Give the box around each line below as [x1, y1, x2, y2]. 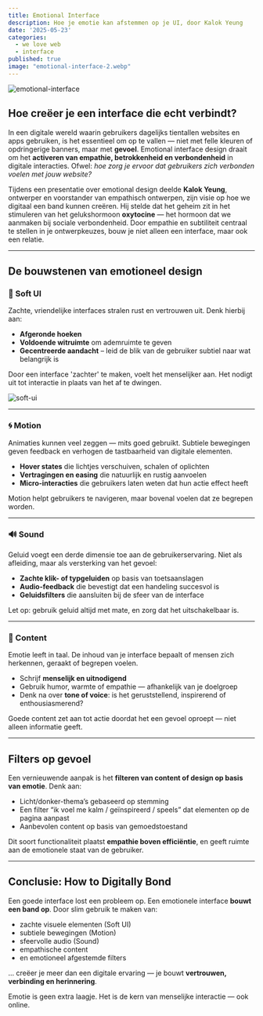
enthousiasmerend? [19, 699, 84, 708]
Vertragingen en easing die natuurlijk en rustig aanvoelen [19, 470, 207, 479]
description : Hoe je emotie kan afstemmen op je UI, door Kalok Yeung [8, 19, 243, 27]
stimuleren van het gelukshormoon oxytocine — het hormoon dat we [8, 209, 231, 219]
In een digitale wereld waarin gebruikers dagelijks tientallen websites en [8, 127, 240, 137]
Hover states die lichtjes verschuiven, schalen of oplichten [19, 461, 210, 471]
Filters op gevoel [8, 752, 92, 766]
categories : [8, 33, 47, 42]
